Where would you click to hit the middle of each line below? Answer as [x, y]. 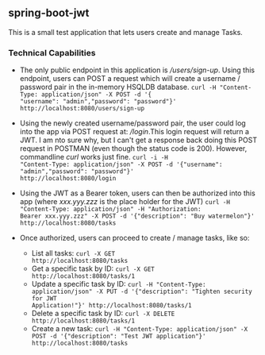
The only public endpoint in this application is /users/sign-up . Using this [137, 70]
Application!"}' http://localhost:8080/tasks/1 [111, 306]
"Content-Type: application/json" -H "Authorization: [110, 210]
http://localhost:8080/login [68, 179]
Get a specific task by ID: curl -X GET [93, 268]
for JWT [44, 299]
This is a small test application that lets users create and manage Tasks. [126, 32]
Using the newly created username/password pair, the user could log [132, 123]
